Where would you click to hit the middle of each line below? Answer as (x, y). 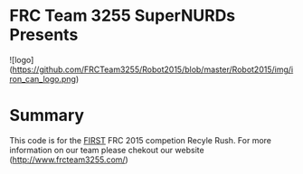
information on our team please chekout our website (107, 150)
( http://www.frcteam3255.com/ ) (69, 160)
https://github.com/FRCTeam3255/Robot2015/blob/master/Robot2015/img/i (153, 69)
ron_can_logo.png (43, 78)
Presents (44, 35)
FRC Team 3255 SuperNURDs (123, 16)
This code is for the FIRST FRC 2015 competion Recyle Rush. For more (141, 140)
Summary (47, 116)
